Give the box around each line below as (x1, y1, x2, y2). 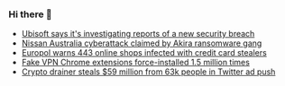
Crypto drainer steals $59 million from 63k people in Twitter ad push (21, 66, 276, 77)
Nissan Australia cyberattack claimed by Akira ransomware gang (21, 38, 262, 48)
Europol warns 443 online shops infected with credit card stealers (21, 47, 267, 58)
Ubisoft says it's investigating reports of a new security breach (21, 29, 255, 39)
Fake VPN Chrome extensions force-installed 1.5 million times (21, 57, 250, 68)
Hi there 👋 (8, 8, 53, 21)
